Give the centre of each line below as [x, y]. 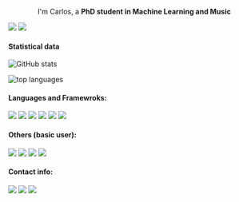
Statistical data [34, 46]
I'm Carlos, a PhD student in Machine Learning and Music [134, 12]
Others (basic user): [43, 135]
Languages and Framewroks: [58, 97]
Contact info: [31, 172]
